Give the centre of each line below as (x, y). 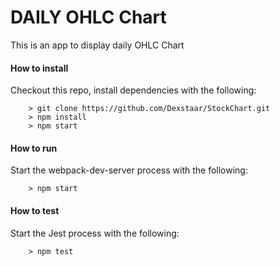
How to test (35, 210)
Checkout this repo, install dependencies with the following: (133, 90)
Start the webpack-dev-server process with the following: (129, 170)
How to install (39, 68)
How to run (34, 148)
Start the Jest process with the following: (95, 233)
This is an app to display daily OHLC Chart (97, 45)
